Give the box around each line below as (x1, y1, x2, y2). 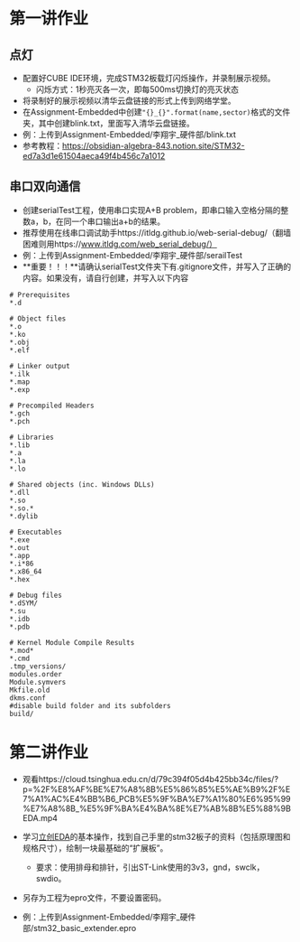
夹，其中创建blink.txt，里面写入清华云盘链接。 (22, 118, 195, 128)
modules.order (9, 669, 63, 678)
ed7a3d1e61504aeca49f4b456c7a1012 (22, 151, 166, 161)
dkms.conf (9, 693, 47, 703)
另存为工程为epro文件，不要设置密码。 (22, 891, 167, 903)
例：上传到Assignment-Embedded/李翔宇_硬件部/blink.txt (22, 129, 237, 140)
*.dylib (9, 511, 39, 520)
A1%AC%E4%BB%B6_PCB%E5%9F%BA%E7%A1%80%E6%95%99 (34, 793, 291, 804)
